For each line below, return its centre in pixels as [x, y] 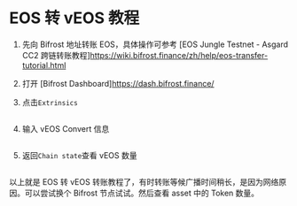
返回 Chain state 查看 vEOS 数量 [79, 155]
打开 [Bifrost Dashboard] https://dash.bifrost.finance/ [118, 83]
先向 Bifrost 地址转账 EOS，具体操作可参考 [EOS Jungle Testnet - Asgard [155, 44]
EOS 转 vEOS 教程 [74, 18]
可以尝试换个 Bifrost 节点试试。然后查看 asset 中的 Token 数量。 [142, 193]
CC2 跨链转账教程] [56, 55]
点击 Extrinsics [50, 102]
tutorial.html [44, 65]
